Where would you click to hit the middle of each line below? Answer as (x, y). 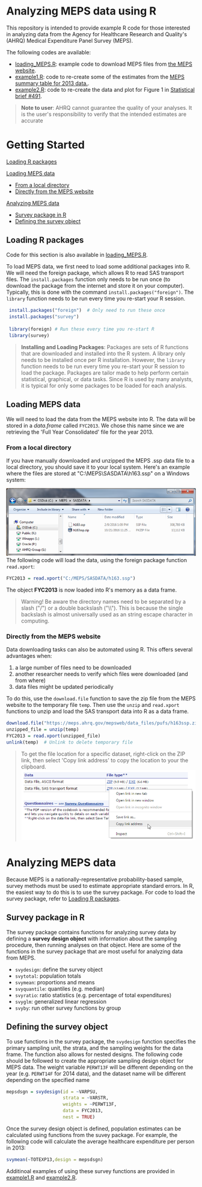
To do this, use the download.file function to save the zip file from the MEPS (101, 698)
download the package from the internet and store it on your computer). (95, 285)
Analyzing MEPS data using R (81, 11)
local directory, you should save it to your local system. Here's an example (98, 467)
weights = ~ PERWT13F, (90, 1104)
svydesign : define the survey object (59, 969)
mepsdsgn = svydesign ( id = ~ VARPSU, (52, 1092)
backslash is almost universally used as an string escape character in (107, 615)
